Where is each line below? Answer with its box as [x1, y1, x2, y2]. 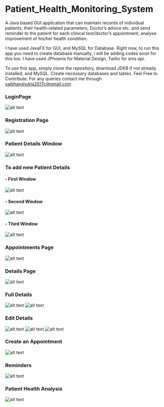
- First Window [5, 176, 36, 182]
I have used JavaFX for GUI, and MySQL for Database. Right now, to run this [5, 45, 160, 51]
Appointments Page [5, 244, 54, 251]
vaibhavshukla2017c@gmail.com [5, 81, 71, 87]
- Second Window [5, 199, 43, 204]
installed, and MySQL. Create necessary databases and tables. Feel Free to [5, 70, 158, 76]
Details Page [5, 268, 36, 275]
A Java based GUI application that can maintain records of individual [5, 20, 144, 26]
